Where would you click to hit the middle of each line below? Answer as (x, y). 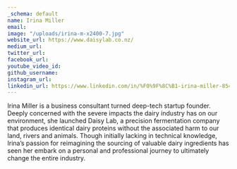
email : (17, 27)
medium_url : (25, 46)
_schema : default (33, 14)
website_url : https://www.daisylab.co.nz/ (71, 40)
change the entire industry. (47, 158)
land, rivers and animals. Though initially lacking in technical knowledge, (112, 136)
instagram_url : (30, 79)
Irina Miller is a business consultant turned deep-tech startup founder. (109, 106)
